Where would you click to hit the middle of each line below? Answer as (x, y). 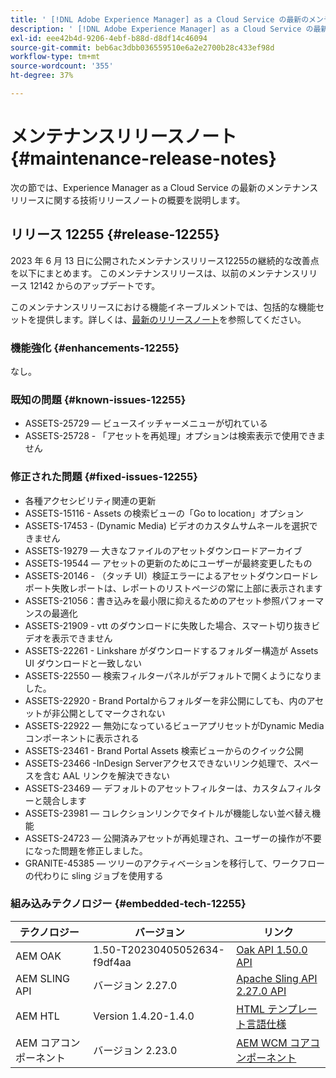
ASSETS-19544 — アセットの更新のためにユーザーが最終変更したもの (168, 563)
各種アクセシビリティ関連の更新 (90, 500)
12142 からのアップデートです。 (95, 285)
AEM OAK (38, 956)
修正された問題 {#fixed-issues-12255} (104, 477)
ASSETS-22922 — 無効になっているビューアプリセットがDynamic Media (174, 725)
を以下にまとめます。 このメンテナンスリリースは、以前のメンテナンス (155, 273)
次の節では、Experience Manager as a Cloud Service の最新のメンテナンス (164, 187)
